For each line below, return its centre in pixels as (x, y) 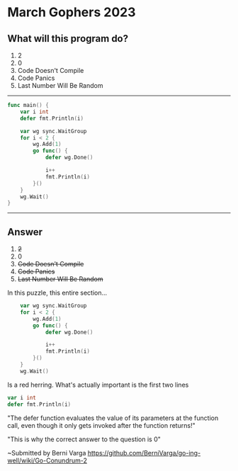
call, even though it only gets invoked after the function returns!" (102, 425)
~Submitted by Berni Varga (47, 453)
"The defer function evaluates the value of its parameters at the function (113, 418)
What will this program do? (68, 39)
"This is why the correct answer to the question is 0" (84, 439)
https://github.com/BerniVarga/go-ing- (144, 453)
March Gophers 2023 (72, 12)
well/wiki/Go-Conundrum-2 (47, 460)
